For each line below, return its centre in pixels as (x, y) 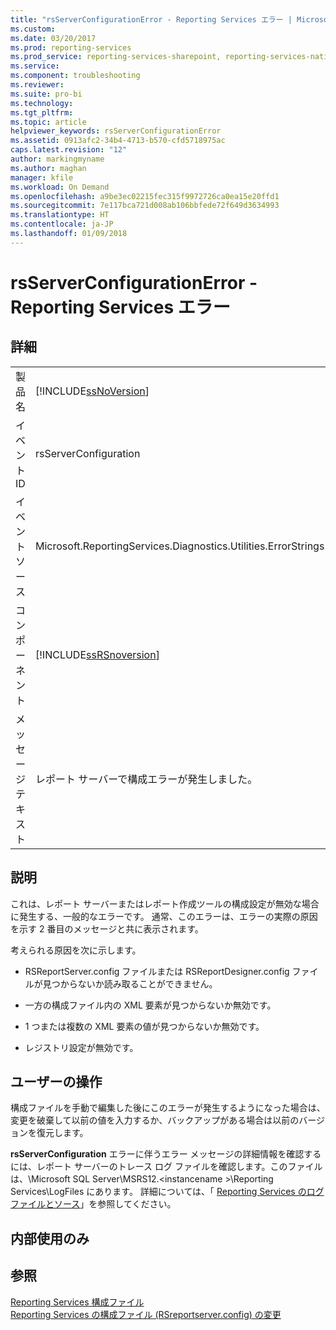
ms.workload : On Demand (60, 187)
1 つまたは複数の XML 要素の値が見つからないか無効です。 (144, 1026)
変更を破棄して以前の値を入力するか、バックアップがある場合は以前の (155, 1120)
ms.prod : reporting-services (71, 47)
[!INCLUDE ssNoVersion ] (92, 391)
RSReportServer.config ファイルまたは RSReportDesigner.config (157, 971)
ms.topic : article (48, 122)
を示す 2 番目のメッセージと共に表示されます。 (107, 928)
